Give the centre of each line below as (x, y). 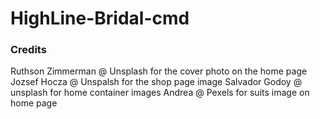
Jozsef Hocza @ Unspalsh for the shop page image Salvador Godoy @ (156, 82)
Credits (28, 50)
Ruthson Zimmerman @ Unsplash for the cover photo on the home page (159, 71)
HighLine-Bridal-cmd (100, 18)
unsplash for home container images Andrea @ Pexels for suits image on (160, 93)
